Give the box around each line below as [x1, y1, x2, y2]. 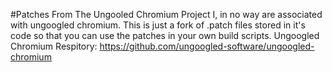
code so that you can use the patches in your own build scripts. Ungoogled [10, 30, 320, 41]
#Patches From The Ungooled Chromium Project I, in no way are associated [10, 9, 323, 20]
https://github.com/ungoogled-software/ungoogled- [99, 40, 315, 52]
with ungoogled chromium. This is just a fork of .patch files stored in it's [10, 19, 306, 31]
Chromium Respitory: [10, 40, 98, 52]
